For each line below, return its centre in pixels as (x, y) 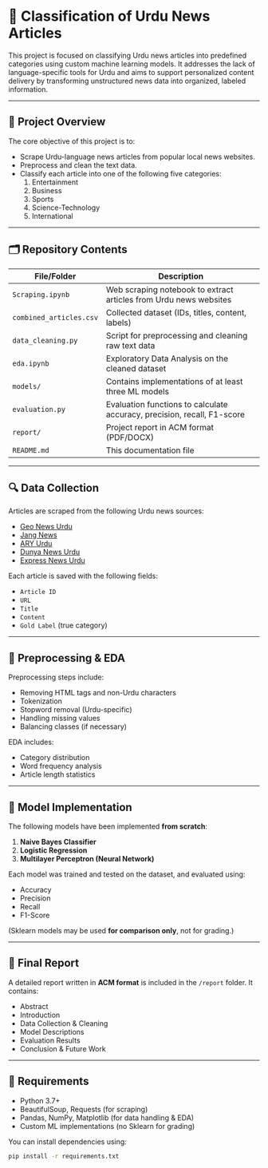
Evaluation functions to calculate (167, 404)
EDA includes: (31, 742)
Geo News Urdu (46, 527)
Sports (43, 199)
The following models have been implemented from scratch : (108, 826)
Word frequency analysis (61, 766)
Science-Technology (66, 208)
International (52, 216)
